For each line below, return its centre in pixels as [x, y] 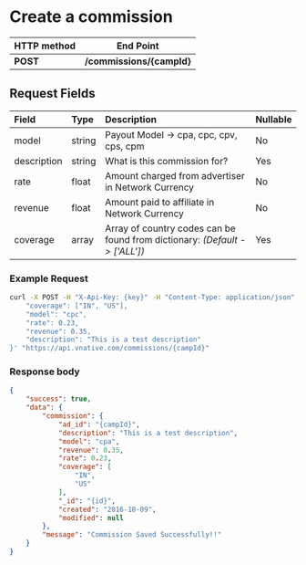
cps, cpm [124, 146]
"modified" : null [91, 518]
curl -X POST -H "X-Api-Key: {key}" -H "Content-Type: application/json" [153, 298]
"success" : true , [59, 399]
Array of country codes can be [170, 228]
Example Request [49, 278]
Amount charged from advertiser [175, 175]
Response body [45, 371]
